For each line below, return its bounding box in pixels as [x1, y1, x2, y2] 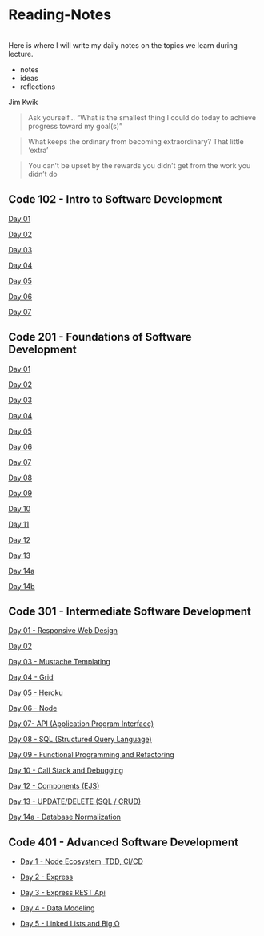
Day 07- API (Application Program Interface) [8, 719, 154, 728]
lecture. [8, 49, 34, 58]
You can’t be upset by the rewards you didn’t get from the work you [27, 160, 251, 170]
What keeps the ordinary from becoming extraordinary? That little [27, 136, 244, 146]
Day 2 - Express [19, 872, 74, 882]
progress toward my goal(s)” [27, 121, 122, 131]
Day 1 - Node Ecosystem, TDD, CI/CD [19, 857, 144, 866]
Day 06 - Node [8, 704, 58, 713]
